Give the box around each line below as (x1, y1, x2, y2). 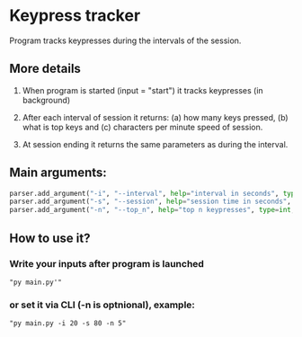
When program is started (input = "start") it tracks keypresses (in (22, 84, 263, 95)
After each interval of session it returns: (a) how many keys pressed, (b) (22, 111, 289, 122)
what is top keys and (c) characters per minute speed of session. (22, 121, 263, 132)
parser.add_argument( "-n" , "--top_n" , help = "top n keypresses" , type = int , (9, 206, 296, 215)
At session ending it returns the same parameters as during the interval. (22, 138, 289, 149)
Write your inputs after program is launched (9, 257, 205, 270)
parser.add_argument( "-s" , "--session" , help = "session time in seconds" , (9, 197, 292, 207)
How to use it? (9, 230, 91, 245)
